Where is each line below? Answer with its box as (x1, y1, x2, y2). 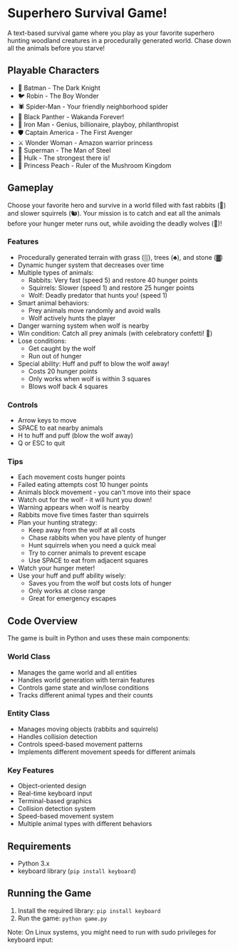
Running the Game (7, 887, 91, 900)
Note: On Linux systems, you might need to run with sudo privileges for (7, 927, 217, 936)
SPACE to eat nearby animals (17, 423, 103, 433)
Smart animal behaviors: (17, 298, 89, 307)
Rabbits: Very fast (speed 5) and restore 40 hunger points (28, 276, 198, 284)
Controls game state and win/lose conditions (17, 683, 150, 692)
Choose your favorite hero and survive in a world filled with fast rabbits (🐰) (7, 201, 227, 209)
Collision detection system (17, 805, 96, 813)
